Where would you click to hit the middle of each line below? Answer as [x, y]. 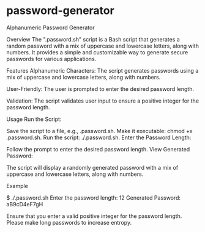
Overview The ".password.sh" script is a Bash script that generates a [93, 39]
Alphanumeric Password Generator [50, 27]
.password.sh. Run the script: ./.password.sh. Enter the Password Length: [99, 137]
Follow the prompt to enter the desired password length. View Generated [98, 149]
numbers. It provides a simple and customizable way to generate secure [97, 52]
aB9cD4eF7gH [25, 204]
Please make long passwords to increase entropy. [69, 222]
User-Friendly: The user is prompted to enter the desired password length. [100, 89]
